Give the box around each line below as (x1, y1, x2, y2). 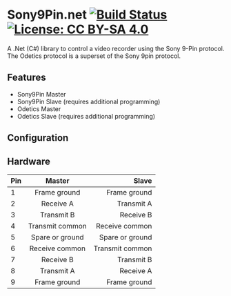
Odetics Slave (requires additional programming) (17, 112, 156, 120)
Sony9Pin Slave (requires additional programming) (17, 97, 161, 106)
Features (7, 72, 46, 83)
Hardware (7, 155, 50, 167)
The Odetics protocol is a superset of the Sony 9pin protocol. (7, 52, 181, 60)
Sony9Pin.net (7, 7, 88, 23)
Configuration (7, 132, 69, 144)
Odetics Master (17, 104, 61, 113)
